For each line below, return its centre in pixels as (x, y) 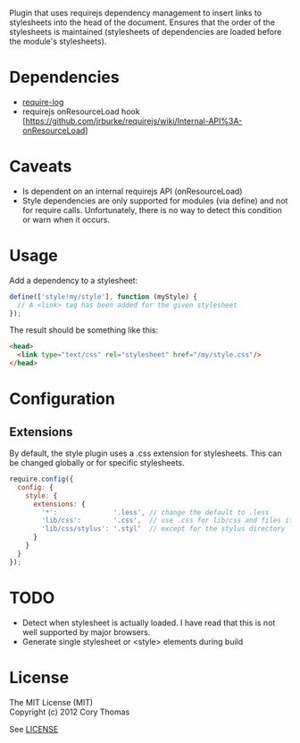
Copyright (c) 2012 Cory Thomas (70, 712)
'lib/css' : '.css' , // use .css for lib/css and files (161, 521)
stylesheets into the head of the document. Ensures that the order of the (142, 22)
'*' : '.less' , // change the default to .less (155, 512)
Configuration (62, 399)
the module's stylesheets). (58, 41)
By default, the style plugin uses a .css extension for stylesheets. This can (146, 453)
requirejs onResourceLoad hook (81, 111)
